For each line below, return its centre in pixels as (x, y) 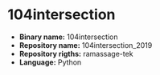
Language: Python (50, 62)
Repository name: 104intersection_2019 (86, 45)
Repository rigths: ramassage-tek (76, 53)
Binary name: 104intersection (68, 37)
